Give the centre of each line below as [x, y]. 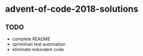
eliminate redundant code [38, 49]
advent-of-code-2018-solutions [72, 9]
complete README [31, 39]
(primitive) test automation [39, 44]
